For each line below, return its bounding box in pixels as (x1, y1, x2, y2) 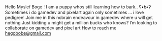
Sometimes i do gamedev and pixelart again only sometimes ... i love (5, 9, 144, 15)
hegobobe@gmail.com (5, 30, 51, 36)
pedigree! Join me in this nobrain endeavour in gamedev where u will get (5, 15, 153, 20)
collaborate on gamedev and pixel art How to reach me (5, 25, 117, 31)
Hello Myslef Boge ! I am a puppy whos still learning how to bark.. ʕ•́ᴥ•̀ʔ (5, 4, 151, 10)
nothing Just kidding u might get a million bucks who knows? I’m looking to (5, 20, 158, 25)
